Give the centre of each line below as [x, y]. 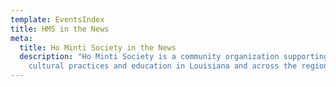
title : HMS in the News [60, 29]
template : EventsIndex [57, 19]
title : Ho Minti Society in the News [98, 47]
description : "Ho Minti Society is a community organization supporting [174, 57]
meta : [21, 38]
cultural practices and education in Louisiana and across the [163, 66]
